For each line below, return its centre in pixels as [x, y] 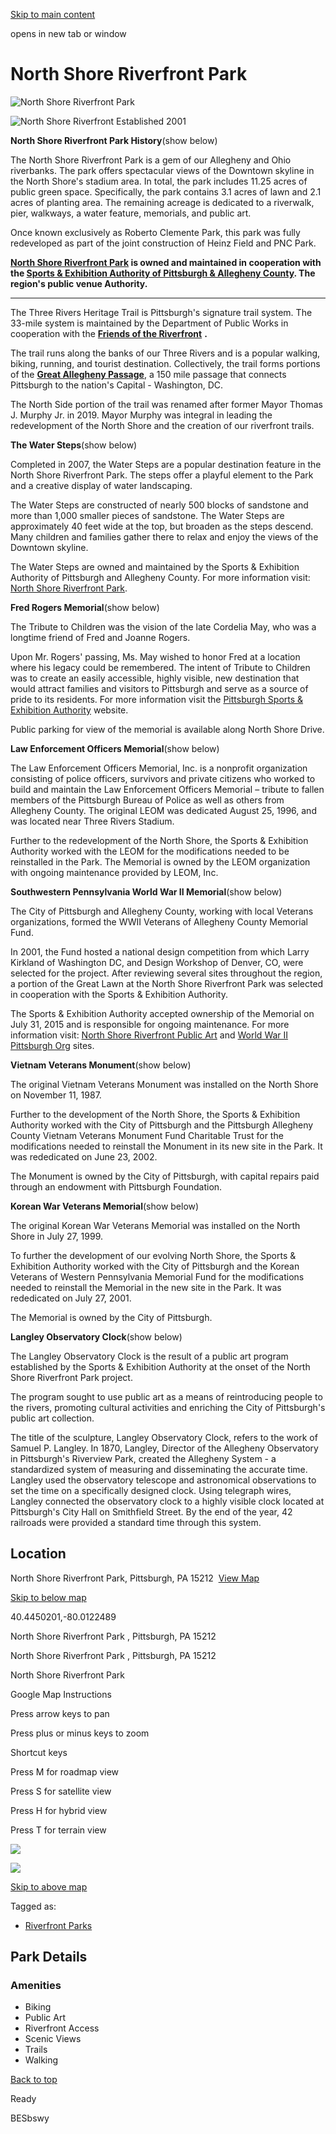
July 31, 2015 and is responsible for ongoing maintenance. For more [150, 1024]
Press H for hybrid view [59, 1810]
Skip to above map [49, 1886]
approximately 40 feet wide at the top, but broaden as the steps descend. [162, 526]
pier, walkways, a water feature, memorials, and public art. [131, 213]
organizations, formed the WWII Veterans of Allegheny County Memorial [159, 921]
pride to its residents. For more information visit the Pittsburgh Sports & [157, 699]
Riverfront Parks [58, 1925]
